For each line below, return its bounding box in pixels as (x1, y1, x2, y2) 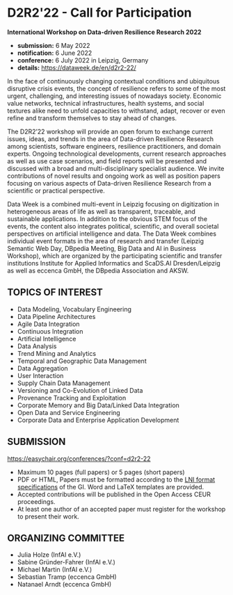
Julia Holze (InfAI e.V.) (17, 551, 81, 559)
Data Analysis (17, 342, 57, 350)
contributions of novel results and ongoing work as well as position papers (7, 172, 221, 180)
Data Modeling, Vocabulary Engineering (17, 304, 132, 313)
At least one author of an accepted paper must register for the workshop (17, 505, 226, 513)
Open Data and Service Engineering (17, 408, 120, 416)
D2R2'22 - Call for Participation (7, 5, 193, 21)
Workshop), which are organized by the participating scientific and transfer (7, 252, 223, 260)
